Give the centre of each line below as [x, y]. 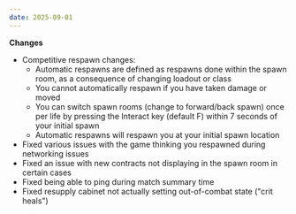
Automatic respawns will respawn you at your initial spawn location [157, 134]
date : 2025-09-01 [41, 17]
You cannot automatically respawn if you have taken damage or [151, 88]
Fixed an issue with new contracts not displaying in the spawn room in [150, 163]
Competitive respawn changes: [79, 59]
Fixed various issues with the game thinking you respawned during [144, 144]
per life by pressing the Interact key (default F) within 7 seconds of [156, 116]
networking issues [55, 153]
